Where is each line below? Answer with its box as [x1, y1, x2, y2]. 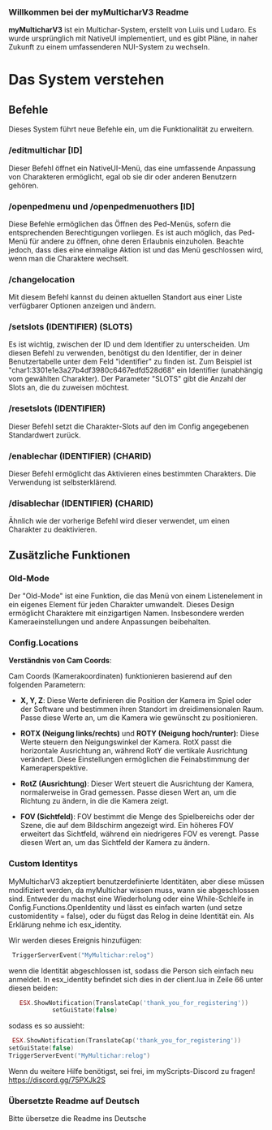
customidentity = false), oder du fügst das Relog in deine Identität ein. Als [8, 911, 254, 921]
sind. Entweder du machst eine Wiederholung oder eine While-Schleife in [8, 894, 254, 904]
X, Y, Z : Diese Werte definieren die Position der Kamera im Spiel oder [19, 696, 252, 705]
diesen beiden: [8, 983, 58, 993]
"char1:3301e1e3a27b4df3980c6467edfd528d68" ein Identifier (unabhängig [8, 365, 264, 375]
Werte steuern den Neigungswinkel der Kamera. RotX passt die [19, 737, 232, 747]
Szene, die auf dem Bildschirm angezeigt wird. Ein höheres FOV [19, 821, 234, 830]
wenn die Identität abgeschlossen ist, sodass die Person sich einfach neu [8, 965, 254, 976]
